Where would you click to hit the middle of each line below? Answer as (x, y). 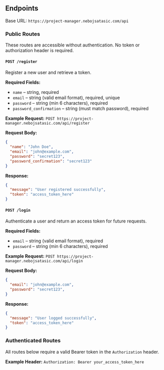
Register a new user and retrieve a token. (48, 72)
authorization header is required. (39, 51)
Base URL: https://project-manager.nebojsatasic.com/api (67, 20)
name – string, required (36, 92)
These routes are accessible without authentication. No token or (73, 45)
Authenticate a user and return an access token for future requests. (76, 221)
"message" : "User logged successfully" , (53, 318)
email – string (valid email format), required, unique (66, 98)
